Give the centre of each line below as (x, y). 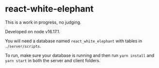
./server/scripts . (23, 46)
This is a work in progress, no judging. (43, 22)
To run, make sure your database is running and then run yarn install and (80, 55)
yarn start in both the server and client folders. (53, 60)
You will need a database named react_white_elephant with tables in (73, 41)
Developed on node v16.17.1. (33, 31)
